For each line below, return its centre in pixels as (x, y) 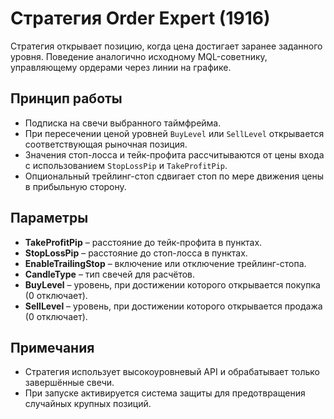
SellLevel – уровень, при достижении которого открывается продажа (173, 306)
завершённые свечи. (69, 383)
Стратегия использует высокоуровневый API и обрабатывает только (172, 372)
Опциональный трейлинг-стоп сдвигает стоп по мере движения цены (174, 176)
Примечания (52, 347)
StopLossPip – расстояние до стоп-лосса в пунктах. (136, 253)
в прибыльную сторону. (75, 186)
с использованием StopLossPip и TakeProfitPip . (126, 165)
